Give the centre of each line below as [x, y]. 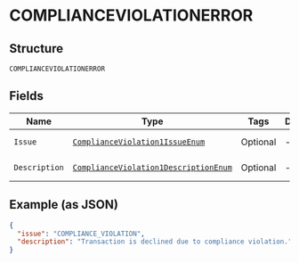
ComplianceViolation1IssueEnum [139, 142]
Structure [36, 49]
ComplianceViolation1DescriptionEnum [153, 167]
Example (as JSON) [64, 205]
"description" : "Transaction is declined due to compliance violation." [155, 242]
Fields [27, 96]
